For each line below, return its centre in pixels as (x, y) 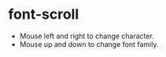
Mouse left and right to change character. (87, 36)
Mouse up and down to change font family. (89, 44)
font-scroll (44, 14)
